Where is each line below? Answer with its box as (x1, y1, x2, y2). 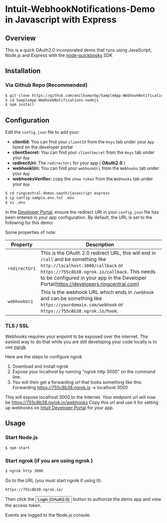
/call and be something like (40, 255, 106, 262)
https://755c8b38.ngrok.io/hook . (40, 307, 118, 314)
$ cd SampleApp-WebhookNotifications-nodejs (5, 98, 99, 103)
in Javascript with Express (5, 14, 117, 25)
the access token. (5, 502, 42, 508)
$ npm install (5, 102, 35, 107)
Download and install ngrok (12, 363, 69, 369)
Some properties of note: (5, 229, 57, 235)
